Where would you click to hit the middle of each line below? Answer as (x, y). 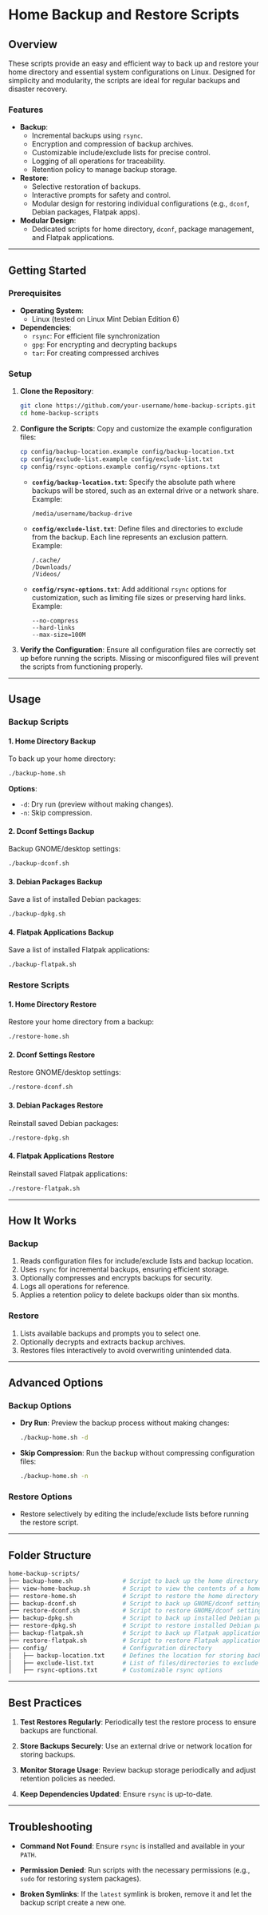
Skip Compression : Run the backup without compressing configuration (137, 1453)
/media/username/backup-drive (82, 514)
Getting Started (47, 270)
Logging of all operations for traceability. (99, 161)
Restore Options (40, 1496)
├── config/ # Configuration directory (110, 1648)
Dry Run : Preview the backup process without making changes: (124, 1423)
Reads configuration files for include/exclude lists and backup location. (136, 1261)
